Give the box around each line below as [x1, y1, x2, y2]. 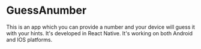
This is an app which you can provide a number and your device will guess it [6, 23, 195, 30]
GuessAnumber [6, 4, 87, 17]
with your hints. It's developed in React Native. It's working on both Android [6, 29, 193, 36]
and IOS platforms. [6, 36, 53, 43]
